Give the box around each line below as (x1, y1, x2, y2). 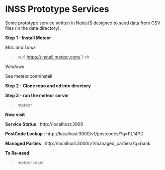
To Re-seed (5, 150, 30, 156)
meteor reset (17, 160, 44, 166)
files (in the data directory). (5, 25, 61, 31)
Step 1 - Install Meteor (5, 35, 51, 41)
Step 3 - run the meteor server (5, 92, 70, 98)
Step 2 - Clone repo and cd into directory (5, 83, 91, 89)
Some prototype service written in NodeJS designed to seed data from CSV (5, 20, 161, 26)
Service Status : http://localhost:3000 (5, 121, 83, 127)
